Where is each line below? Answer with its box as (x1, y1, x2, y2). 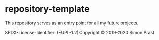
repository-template (5, 3, 90, 15)
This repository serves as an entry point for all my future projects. (5, 20, 139, 26)
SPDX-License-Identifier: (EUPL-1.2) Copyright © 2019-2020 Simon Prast (5, 29, 155, 35)
